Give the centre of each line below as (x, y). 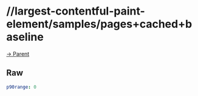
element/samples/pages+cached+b (99, 24)
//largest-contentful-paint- (76, 11)
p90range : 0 (21, 87)
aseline (25, 37)
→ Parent (18, 53)
